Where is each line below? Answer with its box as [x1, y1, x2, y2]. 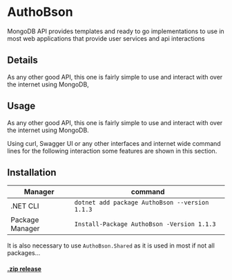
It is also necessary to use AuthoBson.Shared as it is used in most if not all [7, 241, 215, 250]
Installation [7, 167, 57, 178]
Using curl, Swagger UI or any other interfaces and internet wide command [7, 139, 221, 147]
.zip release [7, 264, 41, 273]
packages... [7, 249, 41, 257]
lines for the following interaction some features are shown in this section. [7, 147, 217, 155]
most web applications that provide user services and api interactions [7, 34, 205, 42]
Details [7, 55, 38, 66]
